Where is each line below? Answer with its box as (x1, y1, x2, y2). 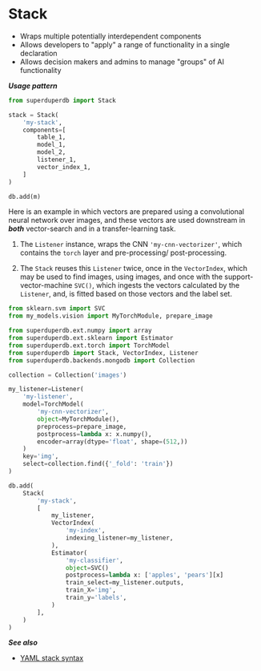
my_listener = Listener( (8, 386, 84, 394)
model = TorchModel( (22, 400, 84, 409)
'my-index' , (65, 527, 106, 535)
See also (8, 638, 38, 648)
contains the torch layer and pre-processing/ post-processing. (19, 248, 227, 257)
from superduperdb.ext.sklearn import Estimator (8, 334, 174, 342)
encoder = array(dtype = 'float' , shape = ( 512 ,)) (37, 438, 188, 446)
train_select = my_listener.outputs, (65, 579, 184, 587)
